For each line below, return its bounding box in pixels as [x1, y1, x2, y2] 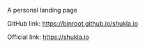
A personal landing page [7, 6, 78, 14]
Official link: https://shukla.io [7, 33, 89, 41]
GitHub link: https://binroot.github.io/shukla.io [7, 19, 138, 27]
